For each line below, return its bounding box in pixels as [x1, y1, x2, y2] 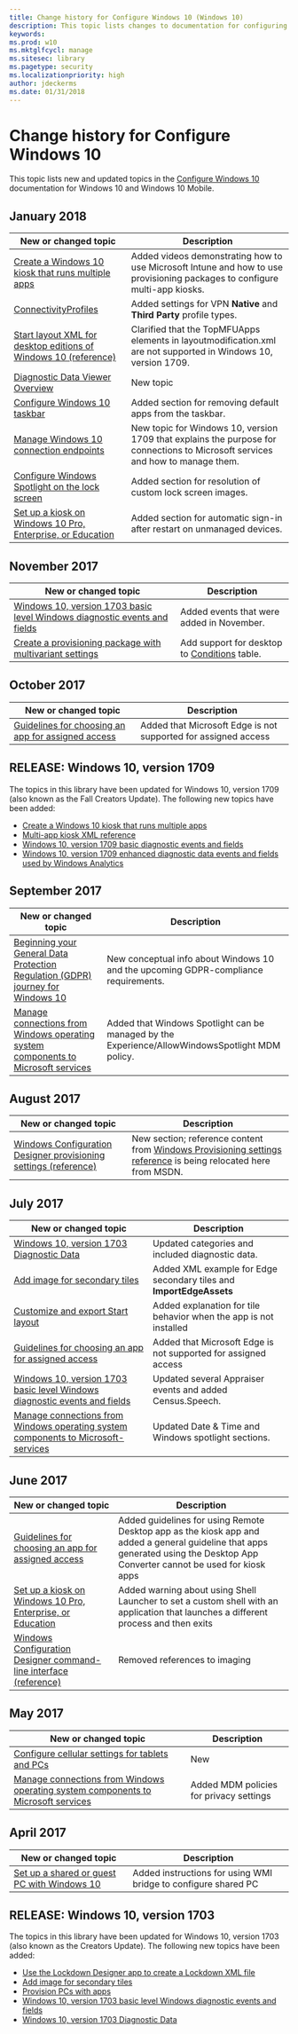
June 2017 [9, 1472, 68, 1487]
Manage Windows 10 [13, 433, 104, 445]
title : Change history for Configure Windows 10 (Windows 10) [9, 12, 244, 22]
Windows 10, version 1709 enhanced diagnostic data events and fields [21, 848, 279, 859]
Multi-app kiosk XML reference [21, 829, 136, 840]
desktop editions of [13, 340, 95, 352]
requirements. [106, 974, 165, 987]
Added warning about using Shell [118, 1583, 257, 1596]
